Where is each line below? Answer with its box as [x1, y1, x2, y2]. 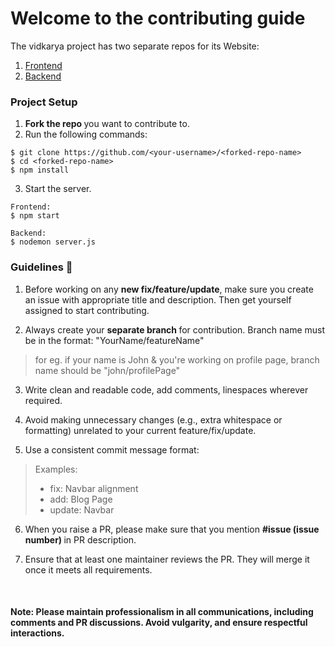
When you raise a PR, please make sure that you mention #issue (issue [24, 523, 320, 535]
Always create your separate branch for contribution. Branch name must [24, 323, 326, 336]
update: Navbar [49, 503, 115, 516]
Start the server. [24, 183, 92, 195]
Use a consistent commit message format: [24, 443, 200, 456]
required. [24, 394, 63, 406]
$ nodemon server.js [10, 237, 97, 247]
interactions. [10, 627, 65, 639]
